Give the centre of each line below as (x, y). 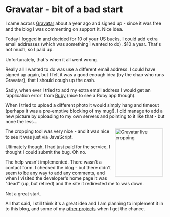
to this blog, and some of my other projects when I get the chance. (75, 209)
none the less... (21, 121)
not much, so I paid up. (29, 49)
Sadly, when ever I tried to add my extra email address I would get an (78, 90)
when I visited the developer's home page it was (56, 178)
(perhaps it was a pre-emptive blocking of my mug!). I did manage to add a (84, 111)
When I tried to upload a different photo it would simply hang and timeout (82, 105)
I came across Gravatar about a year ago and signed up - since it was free (83, 23)
